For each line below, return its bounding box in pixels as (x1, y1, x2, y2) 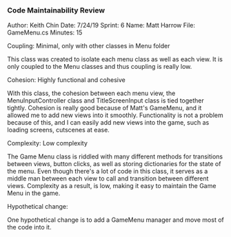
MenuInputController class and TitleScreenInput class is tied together (7, 96, 205, 105)
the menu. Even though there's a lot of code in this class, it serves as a (7, 167, 208, 176)
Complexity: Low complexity (7, 139, 88, 147)
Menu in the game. (7, 189, 61, 198)
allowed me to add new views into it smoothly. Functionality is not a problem (7, 111, 223, 119)
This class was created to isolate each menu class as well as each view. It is (7, 55, 223, 63)
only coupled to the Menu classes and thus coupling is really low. (7, 63, 192, 71)
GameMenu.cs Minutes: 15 (7, 28, 83, 37)
